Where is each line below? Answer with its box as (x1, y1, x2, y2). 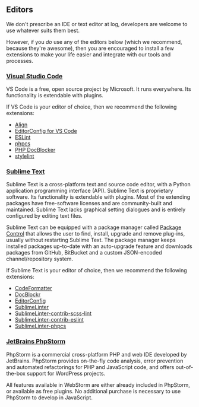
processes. (6, 57, 34, 64)
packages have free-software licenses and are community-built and (6, 200, 172, 207)
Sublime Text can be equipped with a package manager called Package (6, 224, 182, 231)
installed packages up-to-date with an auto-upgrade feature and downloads (6, 243, 192, 250)
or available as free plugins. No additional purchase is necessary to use (6, 387, 181, 395)
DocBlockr (14, 291, 41, 298)
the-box (6, 370, 26, 377)
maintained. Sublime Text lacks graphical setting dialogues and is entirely (6, 206, 186, 213)
